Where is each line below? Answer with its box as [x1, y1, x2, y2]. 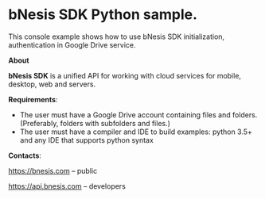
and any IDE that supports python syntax [19, 135, 154, 144]
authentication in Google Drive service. [8, 40, 136, 49]
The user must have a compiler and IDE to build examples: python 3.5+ [19, 127, 252, 136]
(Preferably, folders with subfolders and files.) [19, 118, 171, 128]
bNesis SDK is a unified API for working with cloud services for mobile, [8, 71, 241, 80]
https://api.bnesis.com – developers [8, 181, 126, 191]
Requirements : [8, 94, 58, 104]
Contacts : [8, 151, 42, 160]
